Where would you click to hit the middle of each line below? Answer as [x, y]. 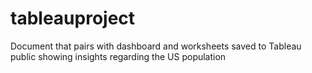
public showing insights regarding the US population [118, 56]
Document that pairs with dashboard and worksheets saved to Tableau [156, 46]
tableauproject [73, 18]
